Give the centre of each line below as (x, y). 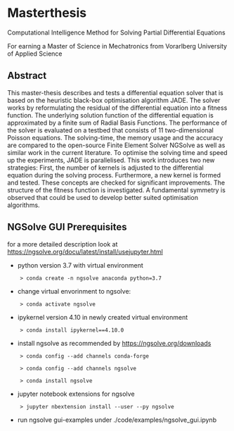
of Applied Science (35, 54)
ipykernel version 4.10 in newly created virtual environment (103, 317)
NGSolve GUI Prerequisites (67, 227)
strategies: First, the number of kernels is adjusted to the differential (105, 168)
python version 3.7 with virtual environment (80, 265)
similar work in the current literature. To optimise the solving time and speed (117, 152)
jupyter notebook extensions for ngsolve (76, 394)
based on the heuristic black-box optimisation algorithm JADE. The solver (114, 100)
